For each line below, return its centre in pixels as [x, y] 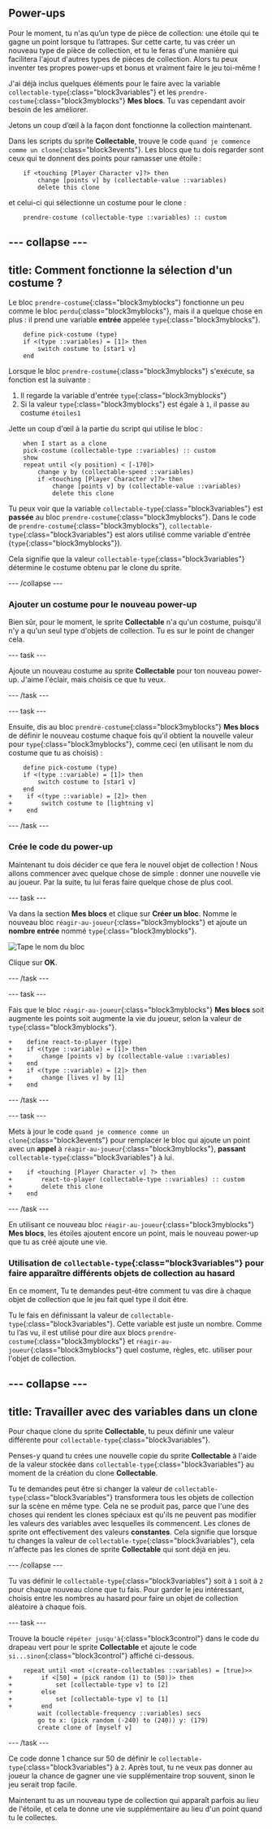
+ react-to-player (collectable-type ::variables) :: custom [127, 1179]
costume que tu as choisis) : [56, 753]
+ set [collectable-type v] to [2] [89, 1685]
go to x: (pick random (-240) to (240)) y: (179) [123, 1721]
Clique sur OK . [33, 962]
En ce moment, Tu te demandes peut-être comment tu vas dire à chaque [130, 1291]
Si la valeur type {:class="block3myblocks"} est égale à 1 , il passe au [135, 404]
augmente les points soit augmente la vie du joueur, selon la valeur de [125, 1018]
